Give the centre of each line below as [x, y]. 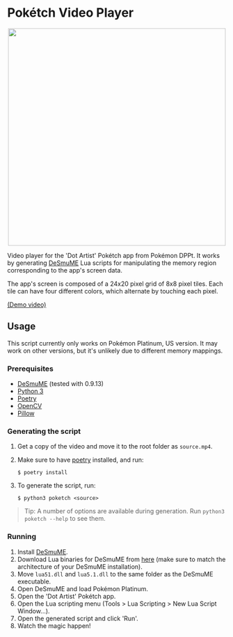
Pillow [26, 413]
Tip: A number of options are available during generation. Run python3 [124, 511]
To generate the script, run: [56, 485]
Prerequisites [30, 369]
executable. [34, 581]
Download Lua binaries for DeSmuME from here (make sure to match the [121, 559]
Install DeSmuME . [42, 551]
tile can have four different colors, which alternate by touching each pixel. [113, 291]
